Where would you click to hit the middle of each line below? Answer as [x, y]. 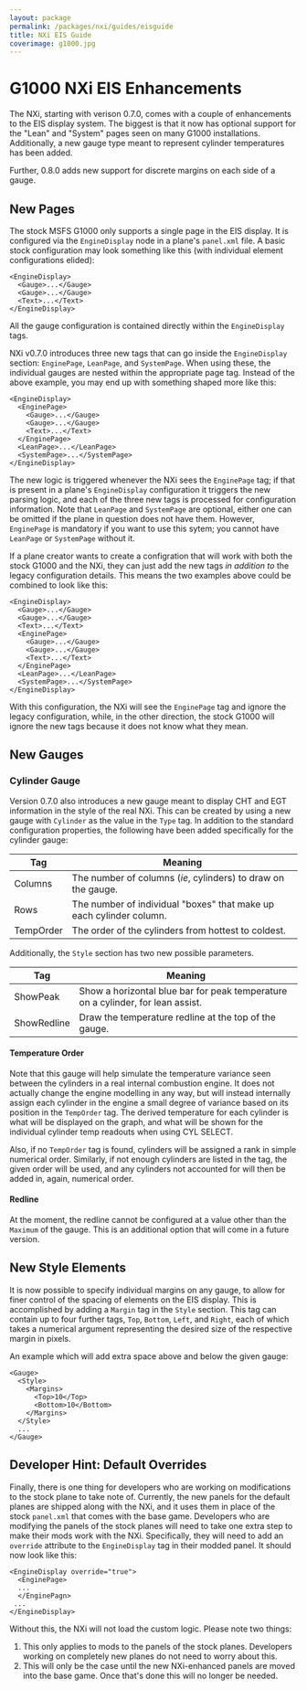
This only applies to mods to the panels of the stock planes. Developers [157, 1646]
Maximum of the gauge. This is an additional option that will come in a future [149, 1229]
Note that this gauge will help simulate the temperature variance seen [140, 1073]
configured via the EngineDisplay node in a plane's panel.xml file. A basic [148, 240]
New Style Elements [68, 1268]
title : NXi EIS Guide [51, 35]
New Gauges [47, 755]
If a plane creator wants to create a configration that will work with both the [151, 556]
